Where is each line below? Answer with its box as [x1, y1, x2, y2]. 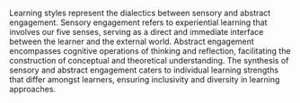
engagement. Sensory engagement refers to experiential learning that [9, 17, 268, 28]
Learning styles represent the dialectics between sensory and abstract [9, 8, 271, 18]
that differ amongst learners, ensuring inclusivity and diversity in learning [9, 74, 280, 84]
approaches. [9, 84, 57, 94]
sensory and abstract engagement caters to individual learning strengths [9, 64, 279, 75]
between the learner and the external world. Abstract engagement [9, 36, 254, 47]
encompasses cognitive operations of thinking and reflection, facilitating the [9, 46, 291, 56]
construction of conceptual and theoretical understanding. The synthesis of [9, 56, 289, 65]
